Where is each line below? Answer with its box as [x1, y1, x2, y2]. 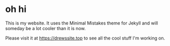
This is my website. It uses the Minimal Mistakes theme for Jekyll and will [5, 20, 158, 26]
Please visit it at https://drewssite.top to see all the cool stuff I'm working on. [5, 35, 165, 41]
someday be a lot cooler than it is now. [5, 25, 86, 31]
